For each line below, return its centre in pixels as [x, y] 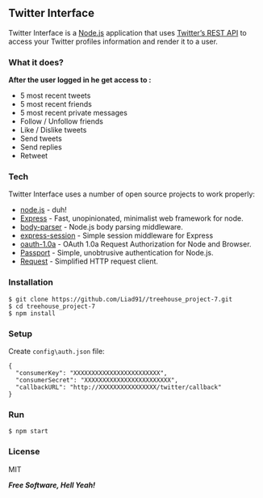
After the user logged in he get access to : [80, 80]
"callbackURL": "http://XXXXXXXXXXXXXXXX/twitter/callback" [119, 387]
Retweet [34, 156]
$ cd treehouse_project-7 [52, 306]
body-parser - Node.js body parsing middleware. [102, 227]
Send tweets [41, 139]
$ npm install [32, 313]
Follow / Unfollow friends [61, 121]
